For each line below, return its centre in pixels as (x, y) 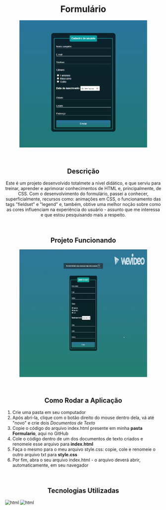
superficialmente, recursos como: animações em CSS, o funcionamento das (83, 199)
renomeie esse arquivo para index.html (53, 444)
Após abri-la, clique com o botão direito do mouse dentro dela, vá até (83, 418)
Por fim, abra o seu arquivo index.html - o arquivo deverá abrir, (76, 460)
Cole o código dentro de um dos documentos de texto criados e (78, 439)
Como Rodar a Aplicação (83, 400)
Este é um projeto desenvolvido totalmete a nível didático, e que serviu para (83, 183)
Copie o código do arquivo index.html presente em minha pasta (77, 428)
